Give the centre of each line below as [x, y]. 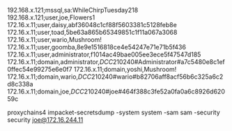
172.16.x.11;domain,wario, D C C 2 [51, 77]
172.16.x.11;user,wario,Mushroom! [55, 40]
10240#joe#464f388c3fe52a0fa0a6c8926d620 [156, 91]
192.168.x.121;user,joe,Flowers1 [51, 17]
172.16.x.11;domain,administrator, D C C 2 [62, 62]
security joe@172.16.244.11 [45, 120]
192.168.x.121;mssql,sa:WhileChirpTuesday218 [73, 10]
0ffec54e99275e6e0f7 [40, 69]
